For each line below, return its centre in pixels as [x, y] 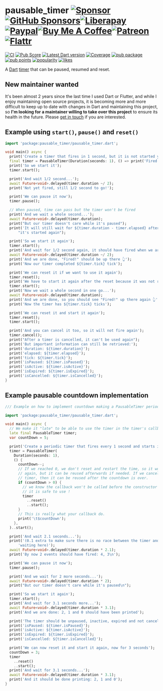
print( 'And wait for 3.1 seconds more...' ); [55, 603]
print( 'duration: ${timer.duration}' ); [50, 349]
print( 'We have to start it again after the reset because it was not [82, 281]
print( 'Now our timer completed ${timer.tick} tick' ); [66, 264]
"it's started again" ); [42, 232]
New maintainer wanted [42, 85]
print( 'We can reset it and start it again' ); [57, 313]
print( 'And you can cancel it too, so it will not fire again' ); [77, 331]
